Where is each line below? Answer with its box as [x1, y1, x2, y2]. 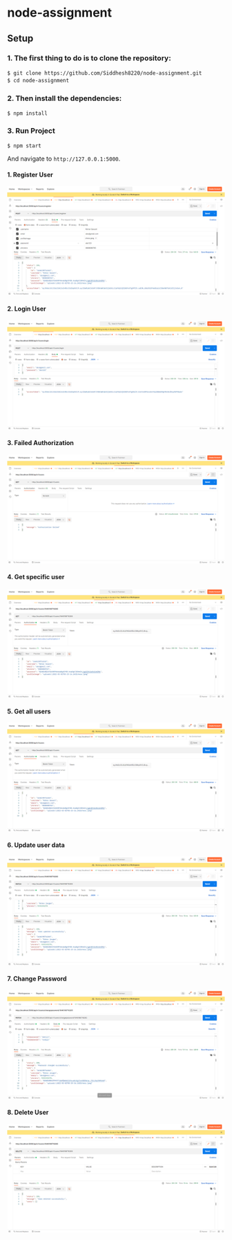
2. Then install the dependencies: [7, 93, 122, 103]
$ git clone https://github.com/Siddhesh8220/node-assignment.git [7, 69, 202, 77]
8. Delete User [7, 1108, 49, 1116]
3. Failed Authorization [7, 439, 75, 447]
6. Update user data [7, 841, 66, 849]
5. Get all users [7, 707, 51, 715]
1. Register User [7, 170, 53, 179]
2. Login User [7, 304, 46, 313]
